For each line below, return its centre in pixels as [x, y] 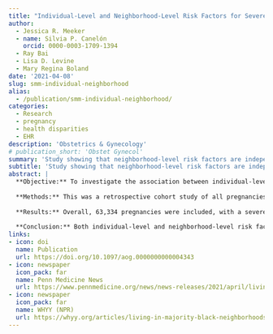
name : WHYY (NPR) [45, 310]
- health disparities [52, 129]
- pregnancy [36, 122]
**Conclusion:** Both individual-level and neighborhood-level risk [134, 227]
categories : [28, 106]
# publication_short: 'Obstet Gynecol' [76, 152]
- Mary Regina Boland [52, 69]
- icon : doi [28, 242]
